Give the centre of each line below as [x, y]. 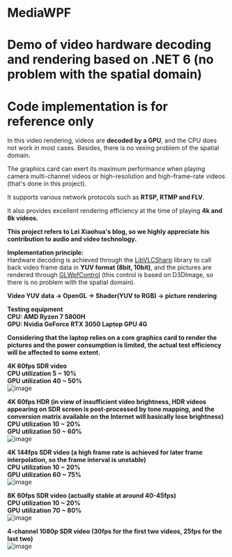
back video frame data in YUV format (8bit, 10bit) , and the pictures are [110, 267]
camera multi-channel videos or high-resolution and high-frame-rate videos [116, 177]
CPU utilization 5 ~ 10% [42, 373]
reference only [51, 121]
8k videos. [23, 218]
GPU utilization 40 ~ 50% [45, 381]
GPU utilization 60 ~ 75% [44, 475]
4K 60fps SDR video [37, 366]
